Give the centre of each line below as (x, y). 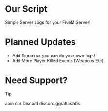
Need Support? (36, 81)
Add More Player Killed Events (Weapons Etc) (58, 61)
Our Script (26, 9)
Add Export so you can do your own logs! (54, 55)
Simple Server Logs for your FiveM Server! (48, 22)
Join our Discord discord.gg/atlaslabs (43, 103)
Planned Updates (41, 42)
